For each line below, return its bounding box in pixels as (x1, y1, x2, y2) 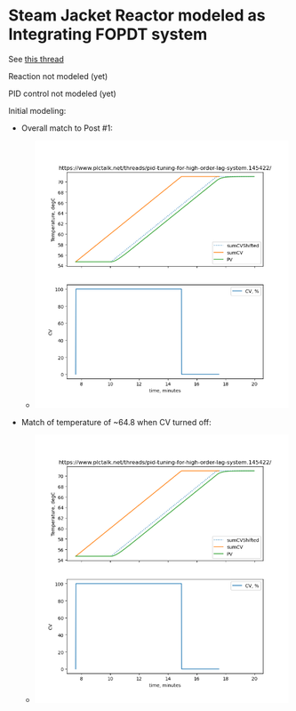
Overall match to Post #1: (20, 122, 113, 133)
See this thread (8, 53, 64, 64)
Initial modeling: (8, 105, 67, 116)
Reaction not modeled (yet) (8, 70, 108, 81)
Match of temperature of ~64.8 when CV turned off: (20, 417, 212, 428)
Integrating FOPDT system (8, 24, 208, 44)
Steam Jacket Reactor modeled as (8, 5, 266, 26)
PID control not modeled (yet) (8, 88, 116, 99)
